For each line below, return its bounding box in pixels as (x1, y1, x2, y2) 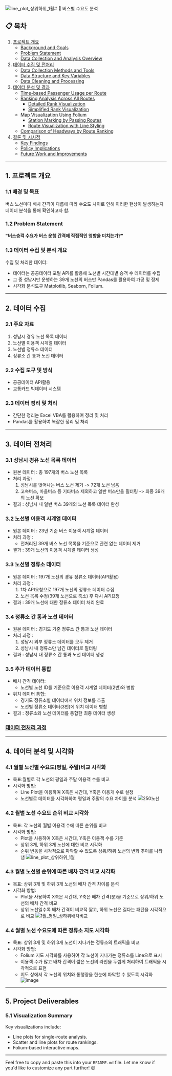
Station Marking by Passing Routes (28, 117, 102, 123)
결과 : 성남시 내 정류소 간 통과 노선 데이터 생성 (12, 651, 104, 657)
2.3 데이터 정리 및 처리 (5, 400, 57, 406)
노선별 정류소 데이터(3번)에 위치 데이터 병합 (20, 704, 107, 710)
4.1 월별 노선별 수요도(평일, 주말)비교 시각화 (5, 763, 106, 770)
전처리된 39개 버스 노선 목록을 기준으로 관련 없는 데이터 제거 (20, 541, 141, 547)
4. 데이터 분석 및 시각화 (5, 747, 74, 756)
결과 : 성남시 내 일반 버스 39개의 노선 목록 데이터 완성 (12, 501, 119, 507)
